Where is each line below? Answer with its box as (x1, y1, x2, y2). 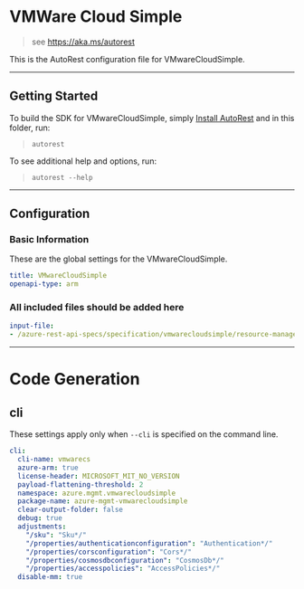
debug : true (17, 514, 63, 523)
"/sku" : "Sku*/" (25, 530, 88, 539)
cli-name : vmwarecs (17, 455, 91, 464)
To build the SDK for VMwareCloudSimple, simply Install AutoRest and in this (9, 112, 295, 123)
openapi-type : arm (9, 280, 79, 289)
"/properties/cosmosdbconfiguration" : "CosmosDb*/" (25, 556, 224, 565)
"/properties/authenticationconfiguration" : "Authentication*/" (25, 538, 273, 548)
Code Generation (9, 369, 140, 390)
